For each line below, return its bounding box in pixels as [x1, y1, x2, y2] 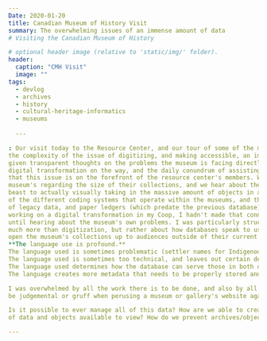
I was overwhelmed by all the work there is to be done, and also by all [8, 284, 258, 292]
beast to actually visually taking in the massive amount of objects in [8, 189, 254, 197]
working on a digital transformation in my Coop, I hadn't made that [8, 210, 244, 219]
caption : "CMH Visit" [15, 63, 87, 72]
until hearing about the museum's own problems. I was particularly [8, 218, 240, 226]
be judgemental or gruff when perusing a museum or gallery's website [8, 292, 247, 300]
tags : [8, 77, 26, 86]
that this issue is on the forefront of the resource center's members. [8, 174, 254, 182]
